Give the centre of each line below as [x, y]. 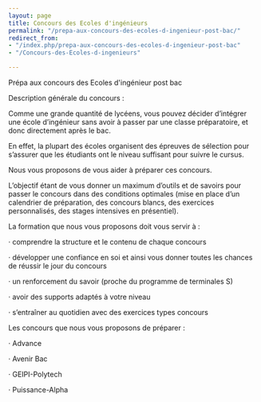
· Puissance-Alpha [38, 390]
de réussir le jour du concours [58, 266]
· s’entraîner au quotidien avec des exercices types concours [109, 312]
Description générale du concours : [67, 98]
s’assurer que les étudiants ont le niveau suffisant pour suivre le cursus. [127, 154]
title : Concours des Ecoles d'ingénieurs [78, 23]
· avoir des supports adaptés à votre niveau [79, 297]
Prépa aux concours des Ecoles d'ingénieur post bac [95, 82]
